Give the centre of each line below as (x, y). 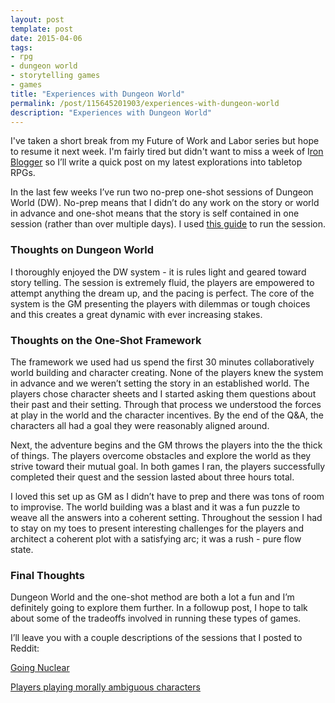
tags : (21, 47)
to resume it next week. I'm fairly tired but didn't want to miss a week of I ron (167, 152)
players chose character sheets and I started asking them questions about (163, 393)
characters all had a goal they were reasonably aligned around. (140, 425)
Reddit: (25, 648)
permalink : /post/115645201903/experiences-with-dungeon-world (145, 103)
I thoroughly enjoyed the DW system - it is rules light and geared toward (158, 272)
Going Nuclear (40, 668)
